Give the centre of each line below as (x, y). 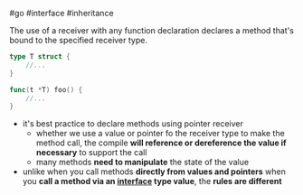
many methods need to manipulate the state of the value (142, 162)
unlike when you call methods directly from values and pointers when (154, 172)
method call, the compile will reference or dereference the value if (161, 143)
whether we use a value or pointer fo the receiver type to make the (160, 134)
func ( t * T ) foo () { (46, 89)
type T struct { (40, 57)
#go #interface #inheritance (62, 13)
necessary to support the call (91, 153)
